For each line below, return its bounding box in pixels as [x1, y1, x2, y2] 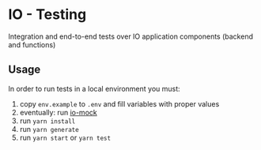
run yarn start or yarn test [19, 133, 112, 142]
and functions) [8, 39, 56, 49]
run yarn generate [19, 124, 79, 133]
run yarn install [19, 116, 76, 126]
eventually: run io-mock [19, 107, 97, 117]
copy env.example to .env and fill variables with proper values [19, 99, 220, 108]
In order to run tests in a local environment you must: [8, 84, 180, 93]
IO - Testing [8, 6, 87, 24]
